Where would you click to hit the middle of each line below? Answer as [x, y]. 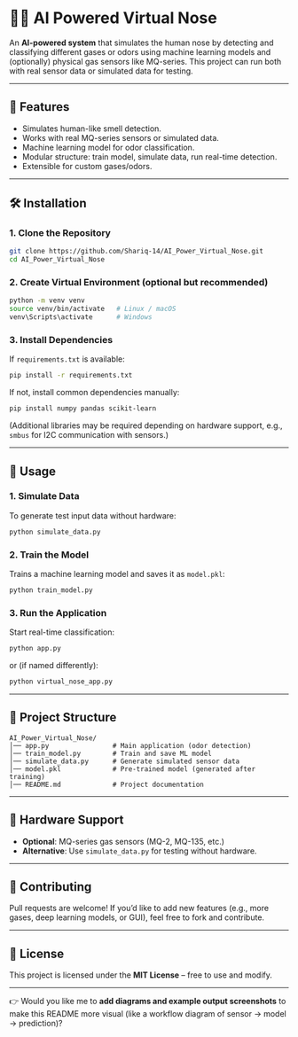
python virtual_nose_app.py [61, 682]
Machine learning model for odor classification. [108, 147]
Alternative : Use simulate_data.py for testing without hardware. [139, 851]
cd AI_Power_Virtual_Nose [57, 260]
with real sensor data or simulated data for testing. [101, 71]
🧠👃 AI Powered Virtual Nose [113, 18]
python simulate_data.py [55, 532]
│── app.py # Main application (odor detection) [130, 745]
